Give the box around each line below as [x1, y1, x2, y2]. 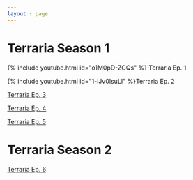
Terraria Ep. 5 [7, 117, 47, 126]
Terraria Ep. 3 [7, 90, 47, 98]
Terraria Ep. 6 [7, 165, 47, 173]
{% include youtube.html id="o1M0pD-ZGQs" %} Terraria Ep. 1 [7, 63, 187, 72]
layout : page [7, 10, 49, 17]
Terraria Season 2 [7, 142, 113, 158]
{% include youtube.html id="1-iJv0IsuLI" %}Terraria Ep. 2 [7, 77, 176, 85]
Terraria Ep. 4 [7, 104, 47, 112]
